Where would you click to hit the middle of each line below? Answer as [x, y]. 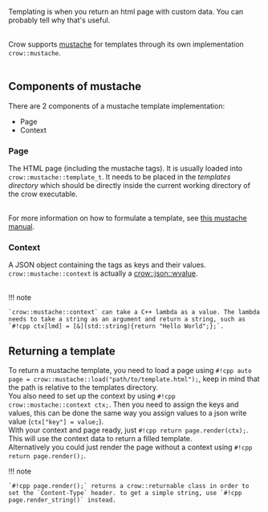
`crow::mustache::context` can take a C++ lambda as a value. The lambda [134, 313]
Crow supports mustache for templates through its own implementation [126, 44]
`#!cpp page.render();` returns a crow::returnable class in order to [129, 486]
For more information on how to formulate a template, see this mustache [128, 218]
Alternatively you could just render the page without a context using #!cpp [130, 447]
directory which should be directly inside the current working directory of [130, 186]
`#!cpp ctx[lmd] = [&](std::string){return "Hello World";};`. [116, 326]
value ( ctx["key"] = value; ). [56, 422]
